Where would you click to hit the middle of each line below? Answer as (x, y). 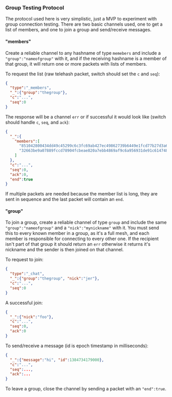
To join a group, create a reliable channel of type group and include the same (86, 223)
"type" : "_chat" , (27, 274)
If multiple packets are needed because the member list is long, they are (81, 194)
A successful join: (24, 303)
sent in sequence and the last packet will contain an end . (65, 200)
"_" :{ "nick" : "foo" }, (32, 317)
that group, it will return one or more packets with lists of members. (76, 64)
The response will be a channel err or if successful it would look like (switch (86, 116)
